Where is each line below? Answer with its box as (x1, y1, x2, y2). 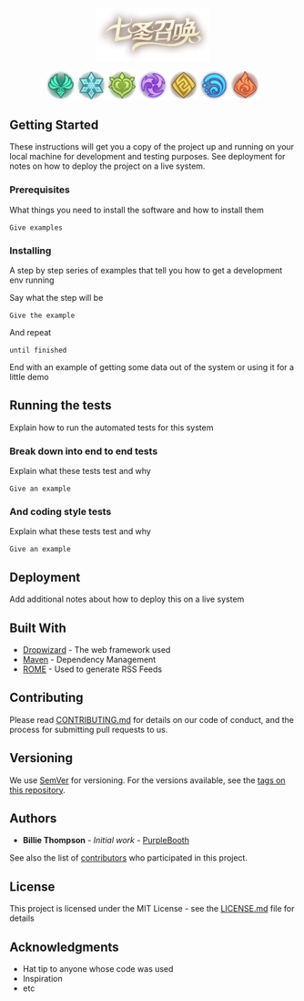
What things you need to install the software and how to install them (9, 204, 264, 215)
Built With (9, 620, 66, 635)
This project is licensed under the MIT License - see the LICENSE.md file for (9, 903, 295, 914)
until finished (9, 346, 67, 355)
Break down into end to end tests (9, 445, 158, 458)
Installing (9, 244, 52, 257)
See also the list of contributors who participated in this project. (9, 852, 248, 863)
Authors (9, 810, 57, 826)
